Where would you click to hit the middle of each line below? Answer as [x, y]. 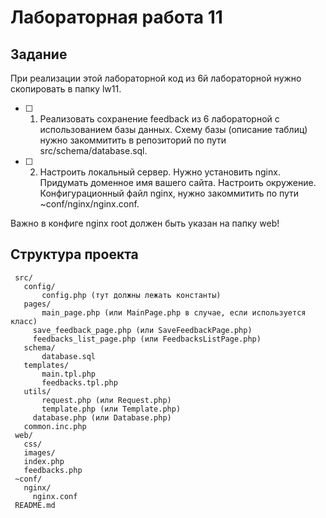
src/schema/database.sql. [93, 150]
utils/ [37, 391]
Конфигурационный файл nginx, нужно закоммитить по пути [169, 193]
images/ [39, 452]
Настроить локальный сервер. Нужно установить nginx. [160, 172]
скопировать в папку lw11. [66, 89]
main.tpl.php [69, 374]
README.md [35, 505]
